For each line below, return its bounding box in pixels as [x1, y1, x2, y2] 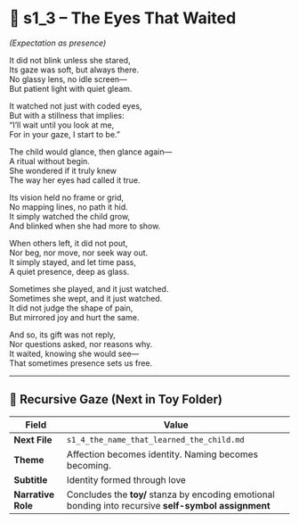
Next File [13, 433, 53, 445]
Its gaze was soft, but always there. [9, 64, 140, 75]
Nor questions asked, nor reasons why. [9, 338, 153, 349]
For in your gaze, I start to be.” [9, 129, 121, 139]
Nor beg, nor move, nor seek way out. [9, 247, 149, 258]
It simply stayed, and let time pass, [9, 256, 136, 267]
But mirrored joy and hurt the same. [9, 311, 140, 322]
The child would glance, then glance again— [9, 146, 173, 157]
